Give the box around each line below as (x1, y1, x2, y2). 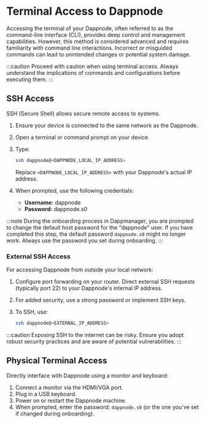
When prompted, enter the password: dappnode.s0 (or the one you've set (15, 403, 199, 411)
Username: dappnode (24, 198, 81, 206)
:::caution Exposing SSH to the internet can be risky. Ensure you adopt (6, 331, 184, 338)
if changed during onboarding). (15, 409, 95, 417)
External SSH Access (6, 252, 71, 260)
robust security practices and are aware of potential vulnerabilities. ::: (6, 338, 182, 345)
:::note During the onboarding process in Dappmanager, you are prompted (6, 217, 194, 225)
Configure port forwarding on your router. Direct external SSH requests (15, 277, 195, 285)
